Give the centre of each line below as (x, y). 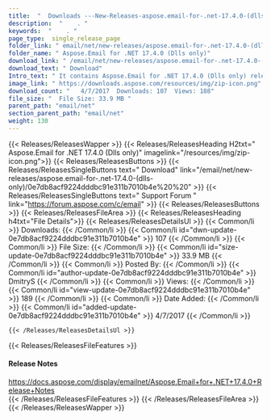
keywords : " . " (43, 31)
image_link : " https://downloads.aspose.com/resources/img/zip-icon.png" (135, 83)
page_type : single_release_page (65, 38)
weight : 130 (28, 121)
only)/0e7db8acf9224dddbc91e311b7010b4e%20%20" (100, 187)
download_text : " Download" (56, 69)
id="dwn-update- (208, 229)
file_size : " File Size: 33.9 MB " (70, 99)
